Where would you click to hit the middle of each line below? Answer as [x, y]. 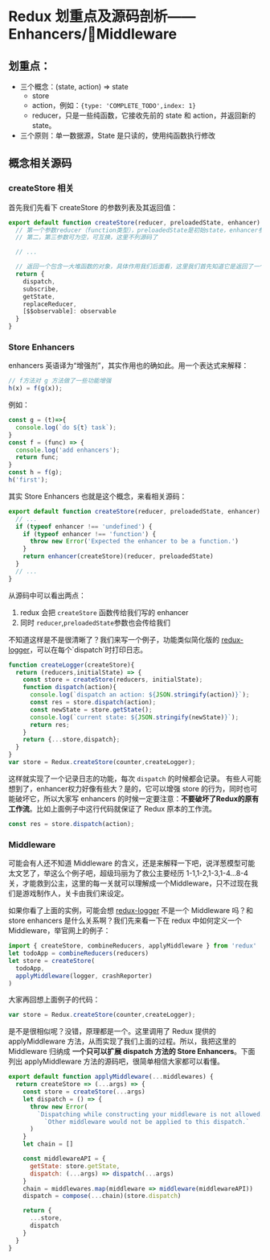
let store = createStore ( [51, 960]
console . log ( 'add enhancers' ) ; [68, 450]
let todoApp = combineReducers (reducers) [79, 954]
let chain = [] [48, 1144]
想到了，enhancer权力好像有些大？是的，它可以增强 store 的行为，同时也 [129, 788]
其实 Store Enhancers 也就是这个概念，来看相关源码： [98, 496]
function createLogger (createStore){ [72, 665]
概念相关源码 [40, 163]
